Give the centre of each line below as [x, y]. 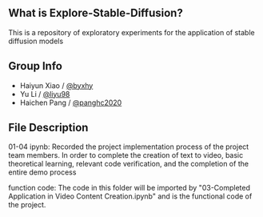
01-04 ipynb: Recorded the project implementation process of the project [129, 147]
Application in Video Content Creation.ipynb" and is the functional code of [130, 196]
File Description [48, 128]
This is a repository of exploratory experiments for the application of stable [131, 32]
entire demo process [42, 172]
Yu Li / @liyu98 [45, 94]
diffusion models [36, 41]
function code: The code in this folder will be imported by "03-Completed [129, 188]
